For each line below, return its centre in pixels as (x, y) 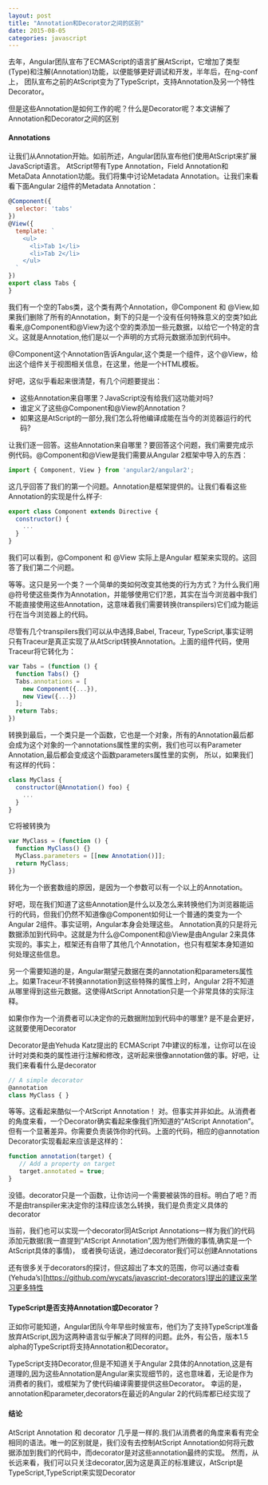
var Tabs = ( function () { (53, 667)
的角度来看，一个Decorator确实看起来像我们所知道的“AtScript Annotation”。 (133, 1121)
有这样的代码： (33, 765)
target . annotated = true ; (62, 1172)
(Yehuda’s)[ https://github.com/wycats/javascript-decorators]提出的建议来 (129, 1277)
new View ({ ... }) (50, 697)
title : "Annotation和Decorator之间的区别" (76, 23)
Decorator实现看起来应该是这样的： (67, 1141)
